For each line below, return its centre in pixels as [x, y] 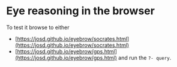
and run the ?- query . [145, 58]
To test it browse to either [38, 27]
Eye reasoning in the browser [80, 11]
